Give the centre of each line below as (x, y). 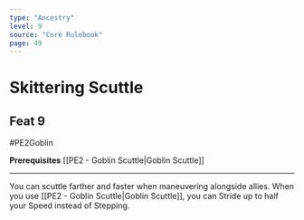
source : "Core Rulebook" (56, 34)
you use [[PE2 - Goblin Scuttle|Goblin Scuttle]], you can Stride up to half (144, 196)
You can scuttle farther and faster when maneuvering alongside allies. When (152, 187)
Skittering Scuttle (76, 88)
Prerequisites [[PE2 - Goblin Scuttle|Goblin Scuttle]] (107, 160)
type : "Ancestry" (42, 18)
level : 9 (26, 26)
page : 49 (26, 43)
